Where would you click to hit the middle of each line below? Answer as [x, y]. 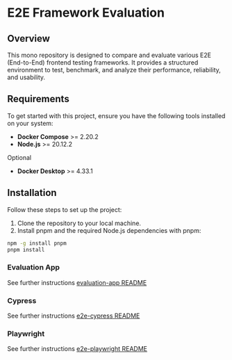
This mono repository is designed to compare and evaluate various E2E [109, 55]
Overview [29, 39]
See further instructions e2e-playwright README [77, 349]
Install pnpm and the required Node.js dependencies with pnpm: [109, 230]
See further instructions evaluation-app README [77, 282]
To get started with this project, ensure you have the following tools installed [116, 115]
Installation [32, 193]
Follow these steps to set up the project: [65, 209]
